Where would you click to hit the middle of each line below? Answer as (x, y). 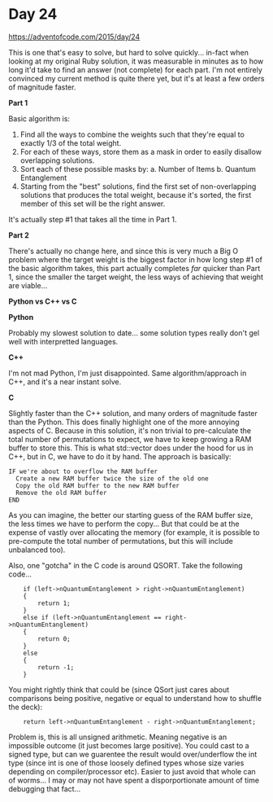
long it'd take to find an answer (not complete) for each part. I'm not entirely (135, 69)
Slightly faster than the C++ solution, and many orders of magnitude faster (133, 413)
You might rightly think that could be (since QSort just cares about (119, 690)
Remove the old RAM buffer (61, 493)
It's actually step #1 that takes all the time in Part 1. (93, 219)
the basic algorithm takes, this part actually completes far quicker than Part (134, 268)
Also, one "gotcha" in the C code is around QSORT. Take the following (126, 565)
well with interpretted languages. (63, 341)
